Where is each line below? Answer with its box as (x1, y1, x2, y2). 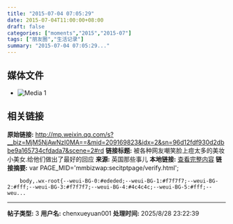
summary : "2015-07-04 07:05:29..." (7, 42, 110, 49)
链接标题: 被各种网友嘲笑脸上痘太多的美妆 (105, 146, 225, 155)
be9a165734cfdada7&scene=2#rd (7, 146, 104, 155)
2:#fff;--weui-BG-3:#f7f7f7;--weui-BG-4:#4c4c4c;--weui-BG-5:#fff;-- (7, 183, 213, 191)
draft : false (7, 23, 45, 30)
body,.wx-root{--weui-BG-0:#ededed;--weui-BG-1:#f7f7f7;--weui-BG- (19, 178, 218, 184)
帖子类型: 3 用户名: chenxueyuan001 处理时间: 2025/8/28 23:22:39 (7, 209, 200, 217)
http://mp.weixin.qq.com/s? (35, 130, 114, 139)
